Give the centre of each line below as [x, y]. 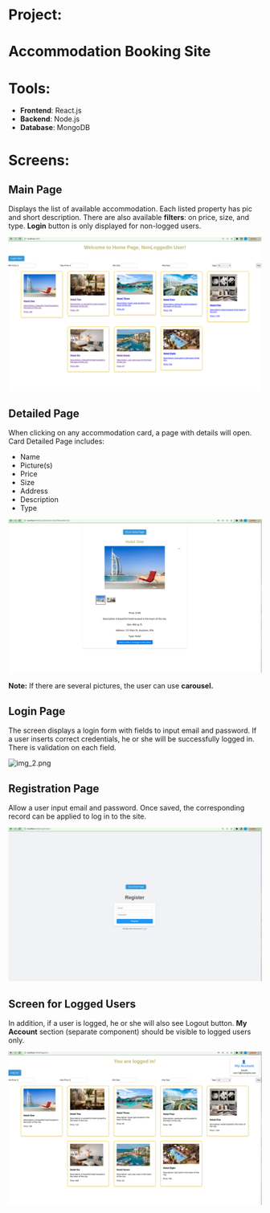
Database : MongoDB [55, 128]
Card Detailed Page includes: [56, 441]
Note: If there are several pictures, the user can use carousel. [111, 686]
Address [34, 491]
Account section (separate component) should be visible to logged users [130, 1031]
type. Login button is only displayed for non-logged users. [105, 226]
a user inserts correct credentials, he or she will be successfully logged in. [131, 739]
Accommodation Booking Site [110, 52]
